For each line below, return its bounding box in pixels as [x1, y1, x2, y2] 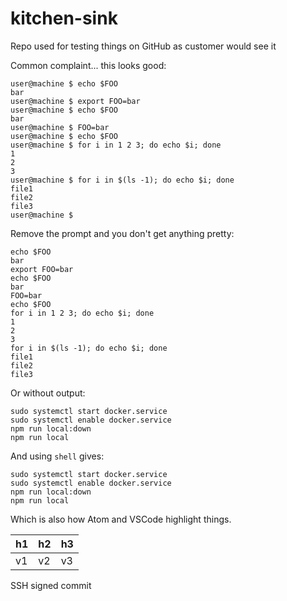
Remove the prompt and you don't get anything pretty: [10, 227, 235, 239]
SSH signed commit [10, 579, 92, 591]
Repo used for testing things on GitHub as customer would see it [10, 40, 277, 52]
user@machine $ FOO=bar [10, 122, 110, 132]
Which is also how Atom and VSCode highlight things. [10, 513, 232, 525]
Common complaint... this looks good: [10, 59, 167, 71]
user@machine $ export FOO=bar [10, 96, 141, 106]
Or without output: [10, 387, 86, 399]
